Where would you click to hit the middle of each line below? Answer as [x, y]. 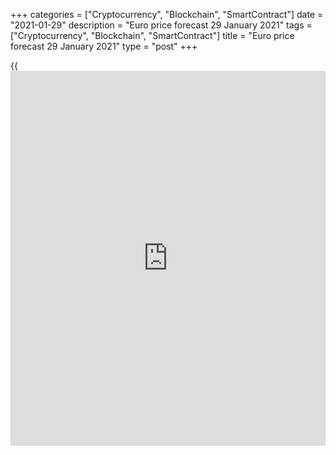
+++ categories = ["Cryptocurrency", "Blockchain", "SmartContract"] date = [167, 14]
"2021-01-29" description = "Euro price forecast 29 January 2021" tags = [161, 25]
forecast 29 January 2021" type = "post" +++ [104, 46]
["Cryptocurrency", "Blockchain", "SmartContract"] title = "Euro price [152, 35]
